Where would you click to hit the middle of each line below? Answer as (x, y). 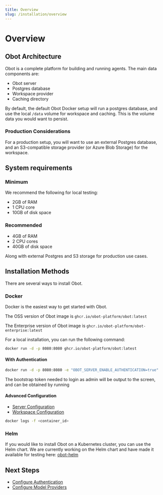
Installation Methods (37, 271)
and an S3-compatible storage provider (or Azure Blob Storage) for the (76, 147)
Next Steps (22, 470)
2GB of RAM (25, 202)
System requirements (39, 168)
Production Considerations (38, 132)
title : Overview (22, 10)
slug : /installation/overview (36, 14)
